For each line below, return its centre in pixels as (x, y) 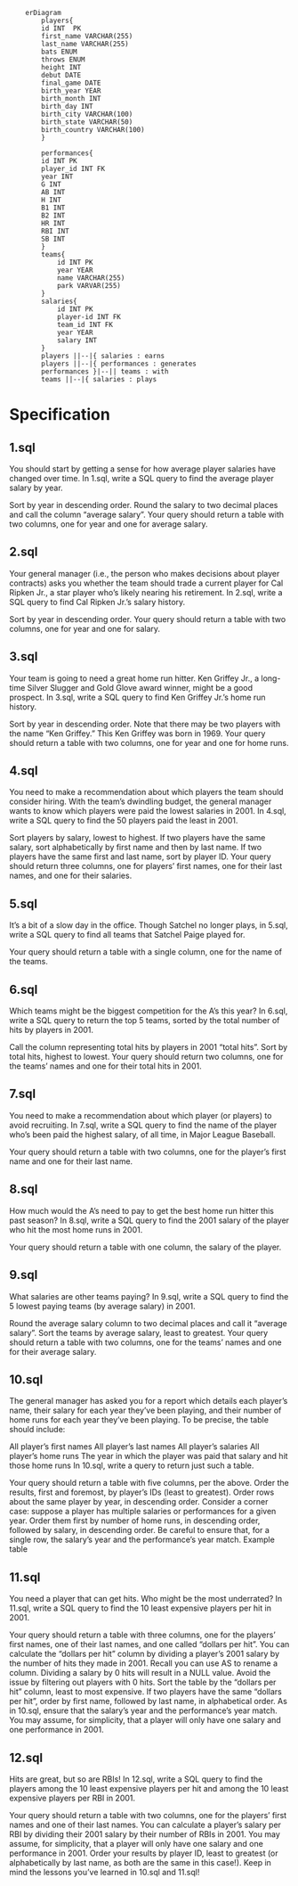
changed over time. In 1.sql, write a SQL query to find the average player (141, 478)
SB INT (53, 239)
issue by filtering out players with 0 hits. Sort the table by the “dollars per (143, 1682)
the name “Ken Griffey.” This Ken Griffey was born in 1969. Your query (137, 733)
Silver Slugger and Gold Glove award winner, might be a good (140, 687)
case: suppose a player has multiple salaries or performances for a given (143, 1512)
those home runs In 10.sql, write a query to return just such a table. (132, 1465)
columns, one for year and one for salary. (85, 628)
